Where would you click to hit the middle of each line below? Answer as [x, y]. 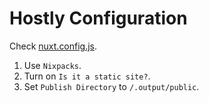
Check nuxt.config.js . [53, 46]
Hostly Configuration [98, 18]
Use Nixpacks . [52, 65]
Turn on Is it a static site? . [87, 76]
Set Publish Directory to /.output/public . [111, 86]
